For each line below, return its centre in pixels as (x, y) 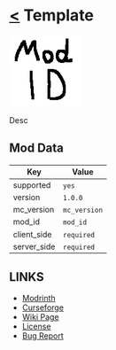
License (36, 327)
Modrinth (39, 299)
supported (32, 185)
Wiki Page (40, 317)
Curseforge (43, 307)
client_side (32, 234)
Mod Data (36, 148)
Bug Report (43, 336)
